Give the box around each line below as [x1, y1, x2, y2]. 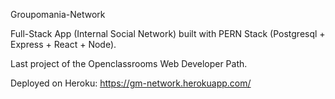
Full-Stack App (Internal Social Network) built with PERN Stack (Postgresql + [10, 28, 326, 39]
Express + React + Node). [10, 39, 117, 50]
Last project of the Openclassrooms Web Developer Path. [10, 58, 248, 69]
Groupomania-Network [10, 9, 106, 20]
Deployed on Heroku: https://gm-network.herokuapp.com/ [10, 77, 252, 89]
